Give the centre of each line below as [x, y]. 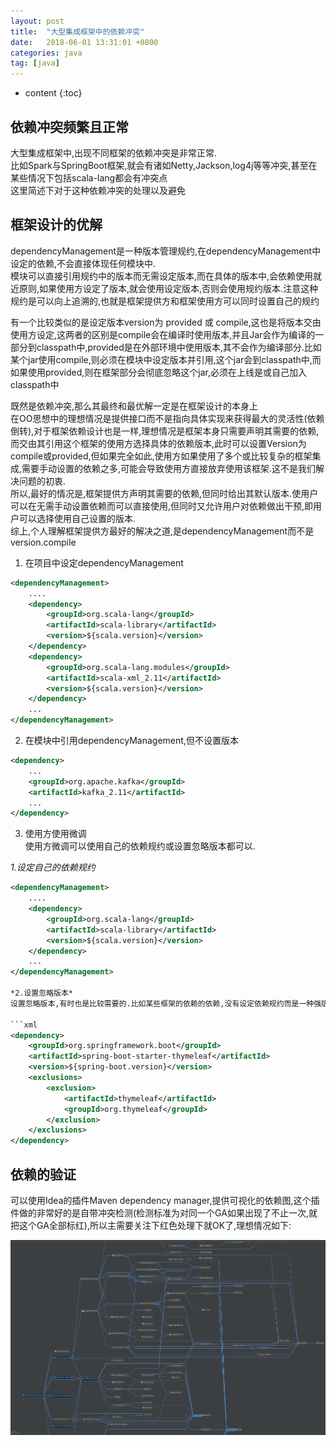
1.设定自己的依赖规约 [53, 867]
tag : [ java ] [35, 63]
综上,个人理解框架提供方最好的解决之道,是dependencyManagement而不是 [162, 531]
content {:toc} [53, 93]
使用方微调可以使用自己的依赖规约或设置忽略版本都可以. [140, 846]
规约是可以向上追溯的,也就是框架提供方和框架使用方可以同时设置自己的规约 [165, 301]
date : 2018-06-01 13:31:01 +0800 [84, 42]
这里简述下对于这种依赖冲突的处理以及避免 [98, 190]
